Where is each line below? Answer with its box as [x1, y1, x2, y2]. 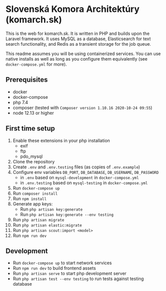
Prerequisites [5, 75, 48, 84]
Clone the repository [12, 158, 55, 164]
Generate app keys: [12, 201, 53, 207]
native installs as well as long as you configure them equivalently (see [5, 56, 148, 62]
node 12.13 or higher [12, 110, 54, 116]
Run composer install [12, 190, 58, 196]
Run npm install [12, 195, 47, 202]
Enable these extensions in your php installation [12, 138, 110, 144]
